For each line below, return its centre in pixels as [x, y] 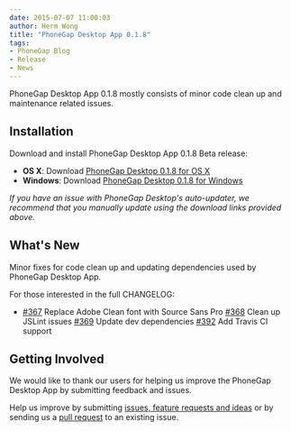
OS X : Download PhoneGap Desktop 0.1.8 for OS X [116, 170]
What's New [45, 246]
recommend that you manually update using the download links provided [145, 207]
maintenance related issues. [62, 103]
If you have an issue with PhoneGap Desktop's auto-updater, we [130, 197]
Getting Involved [57, 358]
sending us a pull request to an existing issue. [94, 417]
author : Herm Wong [44, 26]
